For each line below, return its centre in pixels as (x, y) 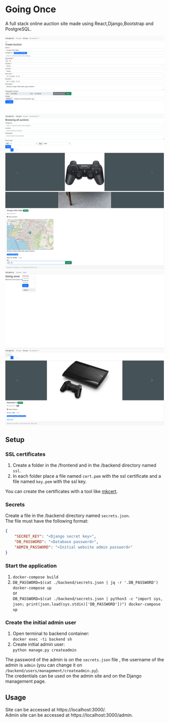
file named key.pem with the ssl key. (50, 482)
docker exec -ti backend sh (42, 639)
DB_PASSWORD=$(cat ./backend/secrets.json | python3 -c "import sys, (88, 599)
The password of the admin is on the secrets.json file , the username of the (85, 660)
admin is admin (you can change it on (44, 665)
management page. (26, 681)
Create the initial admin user (41, 622)
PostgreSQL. (19, 29)
